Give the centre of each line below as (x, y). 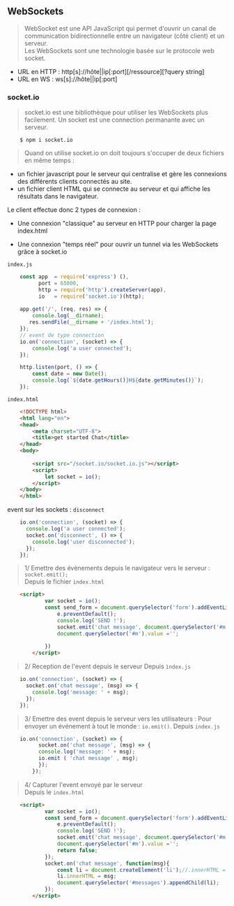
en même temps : (49, 161)
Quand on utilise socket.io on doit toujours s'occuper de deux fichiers (124, 153)
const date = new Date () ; (70, 374)
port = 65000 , (58, 283)
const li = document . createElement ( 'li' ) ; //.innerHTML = (141, 870)
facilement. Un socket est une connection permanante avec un (114, 120)
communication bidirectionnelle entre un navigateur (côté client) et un (124, 36)
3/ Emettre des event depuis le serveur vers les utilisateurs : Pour (118, 719)
